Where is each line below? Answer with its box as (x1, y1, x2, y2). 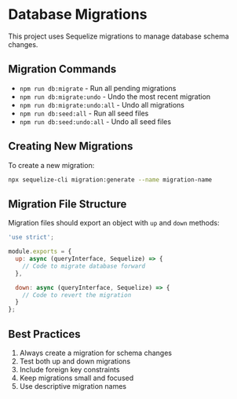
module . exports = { (8, 247, 72, 256)
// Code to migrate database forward (22, 262, 146, 270)
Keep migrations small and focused (19, 373, 134, 383)
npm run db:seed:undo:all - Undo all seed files (19, 116, 171, 126)
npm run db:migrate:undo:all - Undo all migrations (19, 100, 184, 109)
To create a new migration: (8, 160, 95, 170)
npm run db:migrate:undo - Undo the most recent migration (19, 92, 211, 101)
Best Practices (8, 328, 81, 341)
